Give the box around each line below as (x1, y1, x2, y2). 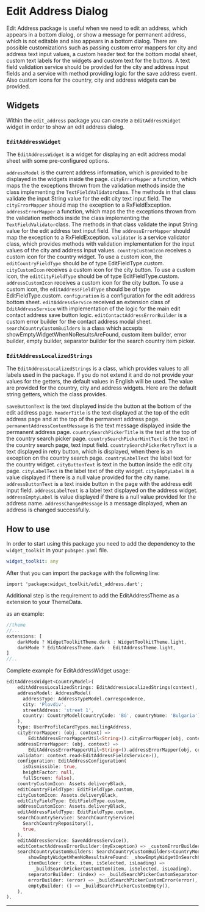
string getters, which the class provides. (6, 391, 107, 398)
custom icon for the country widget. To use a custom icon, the (6, 253, 163, 260)
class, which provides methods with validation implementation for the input (6, 240, 195, 248)
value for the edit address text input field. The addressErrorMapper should (6, 227, 190, 235)
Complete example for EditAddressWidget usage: (6, 667, 131, 674)
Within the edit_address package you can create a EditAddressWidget (6, 116, 181, 124)
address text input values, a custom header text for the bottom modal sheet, (6, 50, 198, 57)
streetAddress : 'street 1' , (22, 707, 95, 713)
